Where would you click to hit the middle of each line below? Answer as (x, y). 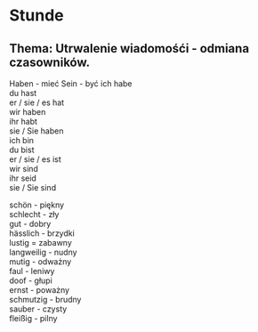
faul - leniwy (32, 271)
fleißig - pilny (33, 318)
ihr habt (24, 121)
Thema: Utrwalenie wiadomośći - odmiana (129, 49)
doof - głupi (31, 280)
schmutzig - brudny (45, 300)
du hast (23, 93)
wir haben (28, 112)
